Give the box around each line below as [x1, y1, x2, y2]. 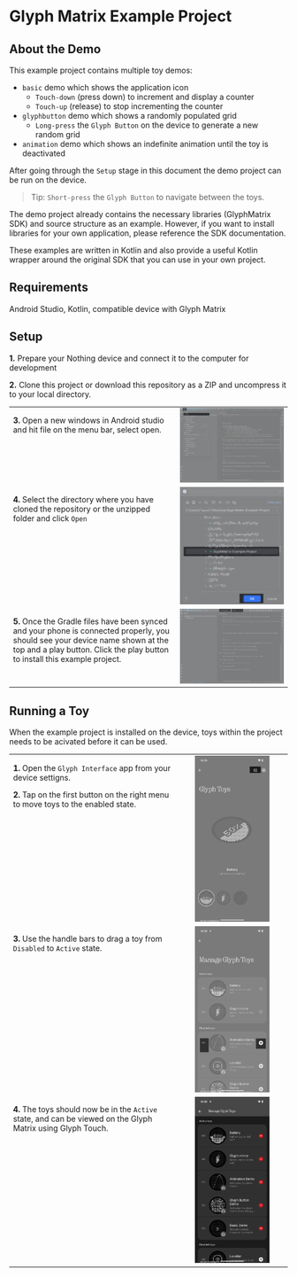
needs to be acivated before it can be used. [9, 736, 168, 746]
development [9, 362, 57, 373]
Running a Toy [9, 703, 90, 719]
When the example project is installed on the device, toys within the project [9, 727, 283, 737]
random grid [34, 129, 81, 139]
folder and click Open [12, 512, 88, 524]
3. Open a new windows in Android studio [12, 415, 165, 426]
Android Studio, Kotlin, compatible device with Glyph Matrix [9, 303, 226, 314]
